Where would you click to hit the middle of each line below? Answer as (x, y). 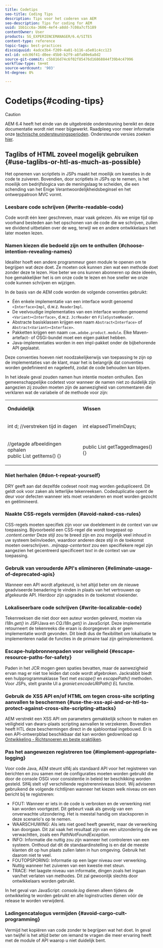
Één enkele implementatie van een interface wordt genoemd (72, 302)
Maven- (141, 332)
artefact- (21, 338)
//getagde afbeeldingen (34, 444)
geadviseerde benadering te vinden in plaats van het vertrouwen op (73, 590)
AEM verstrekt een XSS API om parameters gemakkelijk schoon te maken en (81, 719)
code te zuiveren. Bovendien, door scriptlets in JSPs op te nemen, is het (77, 179)
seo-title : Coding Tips (29, 14)
